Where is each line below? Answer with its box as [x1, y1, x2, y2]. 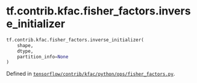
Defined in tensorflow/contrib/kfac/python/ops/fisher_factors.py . [6, 70, 175, 78]
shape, [17, 42, 34, 49]
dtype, [17, 48, 34, 54]
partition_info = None [17, 54, 69, 60]
